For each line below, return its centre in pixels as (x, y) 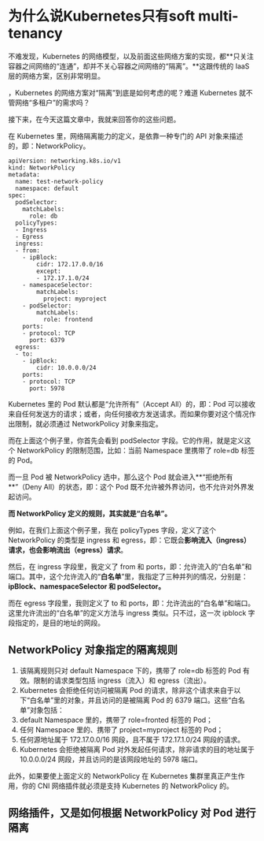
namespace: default (47, 188)
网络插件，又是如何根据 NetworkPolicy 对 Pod (121, 813)
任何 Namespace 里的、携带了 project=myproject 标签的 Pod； (121, 729)
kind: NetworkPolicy (42, 167)
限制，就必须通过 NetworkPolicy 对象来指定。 (88, 423)
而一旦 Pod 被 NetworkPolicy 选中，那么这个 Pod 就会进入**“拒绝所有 (121, 477)
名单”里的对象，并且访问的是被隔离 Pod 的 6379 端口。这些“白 (137, 700)
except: (49, 271)
